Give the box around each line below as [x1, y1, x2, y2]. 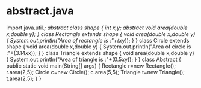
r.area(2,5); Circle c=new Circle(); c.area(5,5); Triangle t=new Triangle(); [6, 68, 185, 75]
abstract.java [6, 4, 74, 18]
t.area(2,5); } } [6, 75, 42, 82]
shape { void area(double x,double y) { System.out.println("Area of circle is [6, 43, 191, 50]
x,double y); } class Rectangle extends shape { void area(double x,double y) [6, 30, 196, 37]
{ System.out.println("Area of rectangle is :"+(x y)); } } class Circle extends [6, 37, 190, 44]
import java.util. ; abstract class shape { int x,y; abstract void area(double [6, 24, 188, 31]
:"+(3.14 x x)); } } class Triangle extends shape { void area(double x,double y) [6, 49, 194, 56]
